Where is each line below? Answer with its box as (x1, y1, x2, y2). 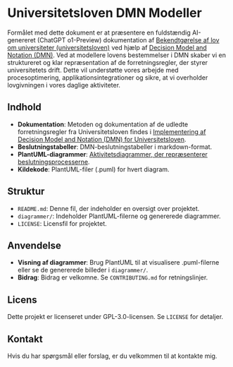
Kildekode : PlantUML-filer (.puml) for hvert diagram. (17, 164, 170, 174)
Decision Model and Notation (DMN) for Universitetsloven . (17, 135, 187, 143)
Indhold (7, 101, 42, 114)
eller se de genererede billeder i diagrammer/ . (17, 266, 149, 275)
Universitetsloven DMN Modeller (7, 5, 202, 21)
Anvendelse (7, 239, 61, 251)
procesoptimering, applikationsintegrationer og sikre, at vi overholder (7, 73, 208, 82)
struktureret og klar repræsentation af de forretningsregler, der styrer (7, 58, 208, 66)
